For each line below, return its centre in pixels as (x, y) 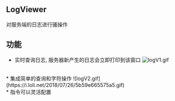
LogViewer (26, 10)
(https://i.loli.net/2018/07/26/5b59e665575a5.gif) (65, 85)
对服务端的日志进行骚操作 (37, 24)
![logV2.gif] (87, 78)
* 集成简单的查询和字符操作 (39, 78)
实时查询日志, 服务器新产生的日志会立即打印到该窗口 (78, 60)
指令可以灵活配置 (30, 92)
